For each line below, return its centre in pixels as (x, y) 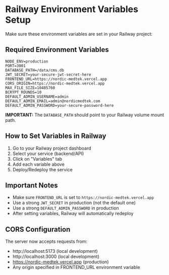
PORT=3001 (16, 66)
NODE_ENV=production (27, 61)
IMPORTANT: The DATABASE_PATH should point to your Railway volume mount (85, 115)
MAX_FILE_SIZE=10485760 (30, 88)
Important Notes (32, 185)
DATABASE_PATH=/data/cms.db (35, 70)
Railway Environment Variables (72, 9)
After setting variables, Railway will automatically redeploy (73, 214)
